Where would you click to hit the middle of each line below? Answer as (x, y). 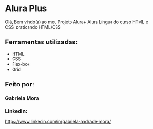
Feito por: (20, 84)
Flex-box (21, 64)
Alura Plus (26, 8)
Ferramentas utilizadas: (42, 42)
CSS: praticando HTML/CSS (33, 27)
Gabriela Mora (22, 98)
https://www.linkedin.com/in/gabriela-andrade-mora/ (58, 122)
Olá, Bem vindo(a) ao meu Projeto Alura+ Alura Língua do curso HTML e (77, 22)
